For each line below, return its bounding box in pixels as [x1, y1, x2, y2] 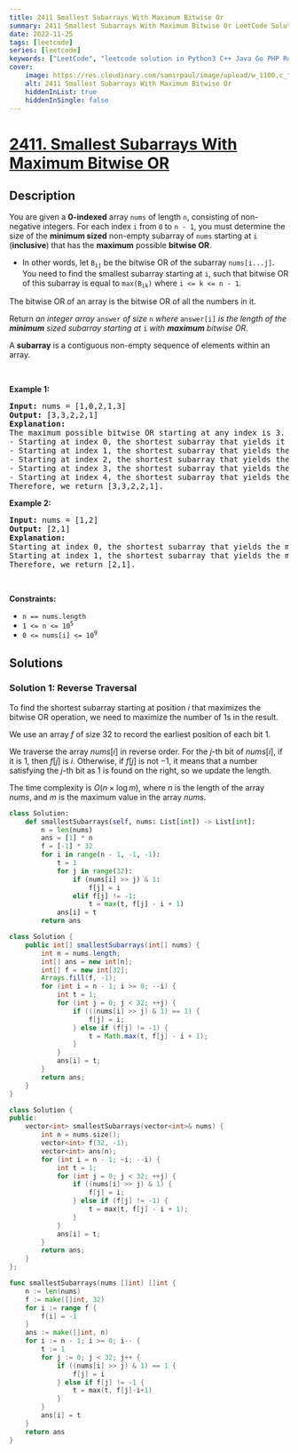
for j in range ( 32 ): [56, 866, 133, 876]
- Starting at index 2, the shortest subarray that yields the [9, 454, 290, 465]
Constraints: [9, 593, 57, 605]
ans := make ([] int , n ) [25, 1329, 109, 1337]
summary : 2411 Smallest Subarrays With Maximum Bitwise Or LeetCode [9, 21, 268, 30]
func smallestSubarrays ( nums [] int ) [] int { [9, 1279, 176, 1288]
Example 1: [9, 384, 51, 395]
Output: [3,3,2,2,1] [9, 410, 99, 421]
